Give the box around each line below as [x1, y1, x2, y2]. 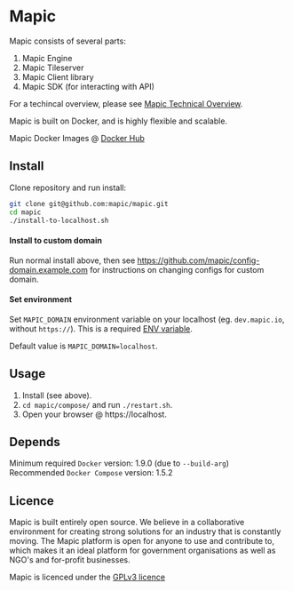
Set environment [9, 294, 73, 305]
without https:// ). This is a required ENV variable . [9, 323, 194, 334]
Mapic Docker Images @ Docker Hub [9, 132, 145, 143]
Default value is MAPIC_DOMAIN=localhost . [9, 340, 158, 351]
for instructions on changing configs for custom [90, 264, 265, 275]
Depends [9, 434, 60, 450]
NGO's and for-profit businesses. [9, 555, 131, 565]
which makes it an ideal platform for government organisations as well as [9, 545, 276, 556]
